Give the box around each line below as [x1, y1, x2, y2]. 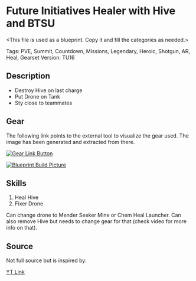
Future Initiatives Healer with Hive [6, 4, 176, 18]
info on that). [6, 224, 37, 231]
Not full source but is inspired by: [6, 257, 87, 264]
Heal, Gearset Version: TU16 [6, 54, 75, 61]
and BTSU [6, 17, 55, 30]
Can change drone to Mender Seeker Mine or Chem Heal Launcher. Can [6, 211, 181, 219]
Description [6, 71, 50, 81]
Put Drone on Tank [14, 93, 60, 100]
